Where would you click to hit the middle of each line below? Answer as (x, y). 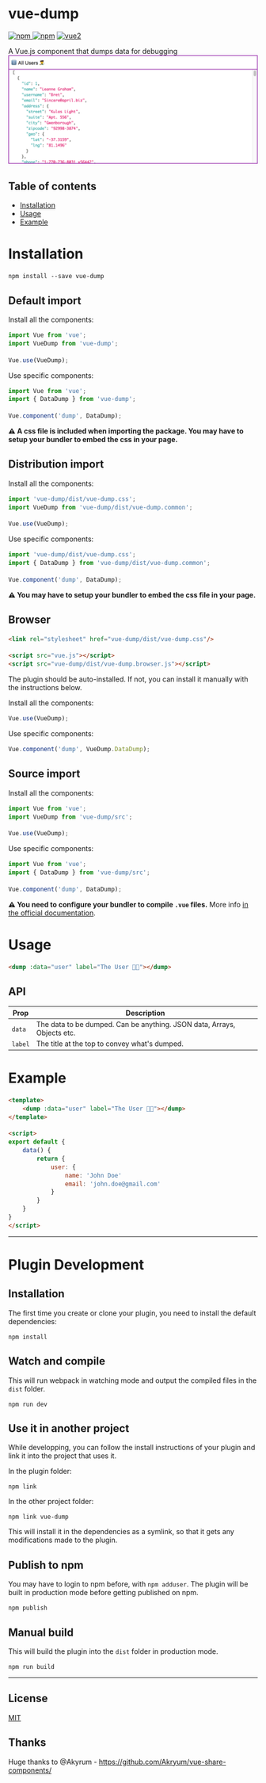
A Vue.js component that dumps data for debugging (93, 51)
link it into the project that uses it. (63, 1456)
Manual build (41, 1632)
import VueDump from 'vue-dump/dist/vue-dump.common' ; (101, 507)
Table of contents (52, 186)
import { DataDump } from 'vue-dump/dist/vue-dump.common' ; (110, 563)
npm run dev (28, 1404)
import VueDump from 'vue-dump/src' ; (70, 817)
